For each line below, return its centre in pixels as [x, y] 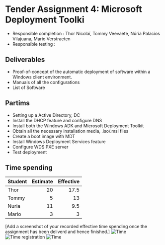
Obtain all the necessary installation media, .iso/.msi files [70, 131]
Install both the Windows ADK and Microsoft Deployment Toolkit [78, 126]
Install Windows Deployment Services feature [59, 141]
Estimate [42, 181]
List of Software [29, 87]
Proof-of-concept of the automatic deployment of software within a [81, 72]
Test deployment [30, 152]
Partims [17, 103]
